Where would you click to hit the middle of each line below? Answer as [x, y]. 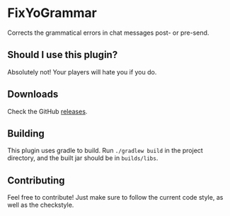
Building [26, 133]
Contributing [36, 180]
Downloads [33, 95]
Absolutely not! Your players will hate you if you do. [82, 72]
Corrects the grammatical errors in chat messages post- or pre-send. [108, 33]
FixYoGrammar [52, 13]
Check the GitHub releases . [47, 111]
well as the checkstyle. [41, 205]
